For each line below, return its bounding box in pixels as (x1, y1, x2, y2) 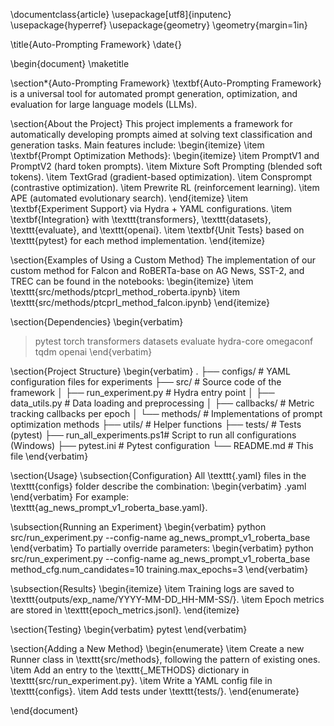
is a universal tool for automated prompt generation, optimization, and (10, 88, 298, 99)
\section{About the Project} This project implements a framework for (10, 118, 293, 129)
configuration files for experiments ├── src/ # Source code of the (10, 376, 282, 388)
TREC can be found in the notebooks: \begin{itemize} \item (10, 275, 254, 287)
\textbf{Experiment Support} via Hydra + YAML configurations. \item (10, 203, 293, 214)
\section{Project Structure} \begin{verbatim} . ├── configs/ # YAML (10, 365, 291, 377)
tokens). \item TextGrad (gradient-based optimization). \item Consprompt (10, 171, 313, 183)
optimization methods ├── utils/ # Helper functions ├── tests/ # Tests (10, 419, 302, 430)
